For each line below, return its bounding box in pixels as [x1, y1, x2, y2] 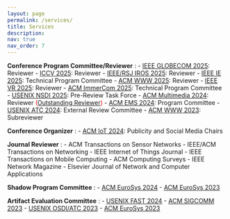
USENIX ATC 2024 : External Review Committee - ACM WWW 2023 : [7, 106, 202, 114]
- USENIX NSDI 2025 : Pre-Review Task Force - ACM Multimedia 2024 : [7, 91, 209, 99]
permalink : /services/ [7, 17, 73, 24]
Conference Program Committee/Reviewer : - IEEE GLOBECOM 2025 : [7, 62, 211, 70]
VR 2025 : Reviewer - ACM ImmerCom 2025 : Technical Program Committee [7, 84, 222, 92]
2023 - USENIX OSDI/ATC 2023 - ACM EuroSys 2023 [7, 204, 161, 212]
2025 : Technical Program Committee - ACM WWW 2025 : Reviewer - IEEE [7, 76, 218, 84]
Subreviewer [7, 113, 44, 122]
